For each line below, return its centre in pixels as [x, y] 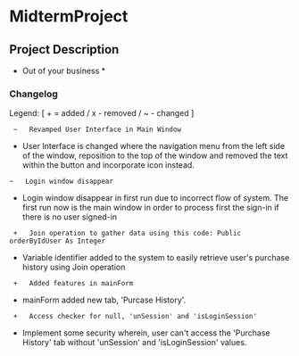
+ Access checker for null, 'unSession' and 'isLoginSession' [135, 317]
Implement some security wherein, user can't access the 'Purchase [146, 333]
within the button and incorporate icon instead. [108, 165]
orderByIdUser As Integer [57, 241]
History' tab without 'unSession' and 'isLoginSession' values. [134, 343]
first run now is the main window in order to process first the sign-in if [150, 208]
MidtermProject [69, 17]
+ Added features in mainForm [73, 284]
